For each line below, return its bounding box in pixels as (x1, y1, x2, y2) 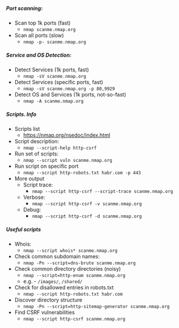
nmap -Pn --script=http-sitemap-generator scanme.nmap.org (23, 303, 170, 309)
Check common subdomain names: (14, 253, 100, 260)
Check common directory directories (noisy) (14, 265, 121, 272)
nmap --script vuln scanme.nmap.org (23, 157, 113, 163)
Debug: (23, 206, 41, 213)
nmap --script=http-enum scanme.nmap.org (23, 272, 125, 278)
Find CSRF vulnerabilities (14, 309, 75, 316)
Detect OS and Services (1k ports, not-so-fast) (14, 91, 127, 98)
